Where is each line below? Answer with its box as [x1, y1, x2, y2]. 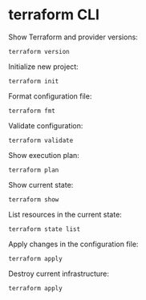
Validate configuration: [8, 120, 83, 130]
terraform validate [8, 136, 74, 144]
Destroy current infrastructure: [8, 269, 110, 278]
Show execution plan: [8, 150, 80, 160]
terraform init [8, 77, 59, 85]
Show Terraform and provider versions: [8, 32, 138, 42]
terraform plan [8, 166, 59, 174]
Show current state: [8, 180, 74, 189]
